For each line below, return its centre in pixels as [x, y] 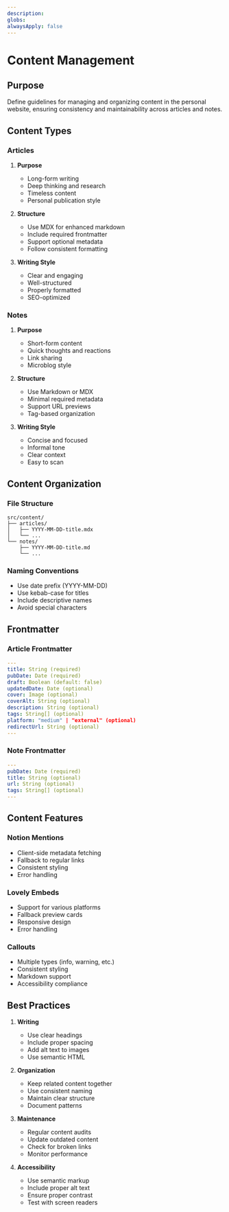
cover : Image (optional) [43, 695]
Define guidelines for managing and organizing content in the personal [107, 102]
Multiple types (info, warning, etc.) [66, 962]
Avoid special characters [52, 607]
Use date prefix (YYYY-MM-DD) [62, 586]
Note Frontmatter [37, 751]
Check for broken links [59, 1147]
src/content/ [26, 518]
